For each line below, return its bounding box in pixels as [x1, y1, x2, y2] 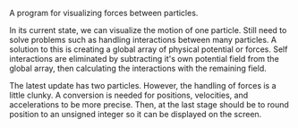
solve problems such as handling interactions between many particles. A [9, 35, 277, 45]
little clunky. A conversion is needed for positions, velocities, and [9, 90, 249, 100]
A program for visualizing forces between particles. [9, 8, 199, 18]
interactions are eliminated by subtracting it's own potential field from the [9, 54, 279, 64]
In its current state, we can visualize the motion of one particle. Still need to [9, 25, 287, 35]
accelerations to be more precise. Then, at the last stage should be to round [9, 99, 289, 110]
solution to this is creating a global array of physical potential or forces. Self [9, 44, 288, 55]
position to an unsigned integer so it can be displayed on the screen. [9, 109, 262, 119]
